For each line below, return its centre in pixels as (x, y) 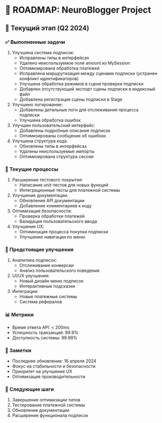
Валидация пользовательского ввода (58, 222)
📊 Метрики (19, 315)
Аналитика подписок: (35, 260)
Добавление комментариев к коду (55, 206)
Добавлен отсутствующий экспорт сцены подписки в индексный (87, 89)
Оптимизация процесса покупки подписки (64, 232)
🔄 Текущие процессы (32, 169)
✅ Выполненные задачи (35, 42)
